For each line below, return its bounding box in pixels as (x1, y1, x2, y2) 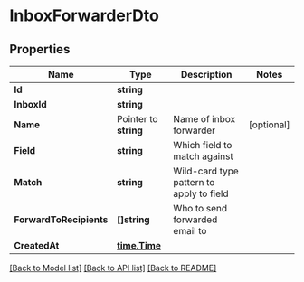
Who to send (173, 202, 228, 214)
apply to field (173, 187, 229, 200)
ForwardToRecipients (14, 213, 109, 226)
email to (173, 225, 207, 237)
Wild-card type (173, 164, 240, 177)
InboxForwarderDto (9, 5, 160, 26)
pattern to (173, 176, 215, 188)
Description (180, 69, 233, 80)
